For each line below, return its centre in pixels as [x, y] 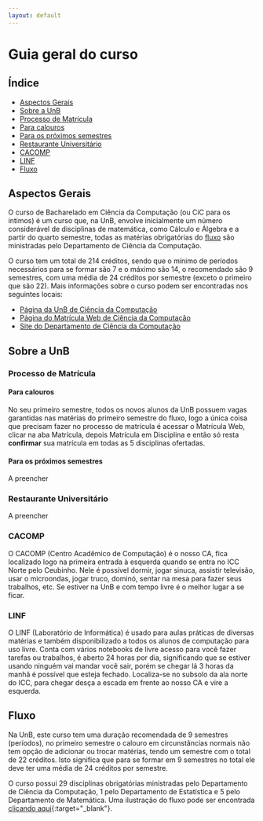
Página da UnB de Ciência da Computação [88, 310]
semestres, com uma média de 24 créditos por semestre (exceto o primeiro [130, 278]
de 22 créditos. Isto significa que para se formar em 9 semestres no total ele [132, 760]
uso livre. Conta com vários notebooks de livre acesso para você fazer [122, 650]
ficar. [16, 595]
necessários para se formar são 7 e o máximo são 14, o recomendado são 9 [131, 269]
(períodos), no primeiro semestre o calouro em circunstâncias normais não [129, 742]
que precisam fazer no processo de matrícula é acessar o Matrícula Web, [127, 426]
